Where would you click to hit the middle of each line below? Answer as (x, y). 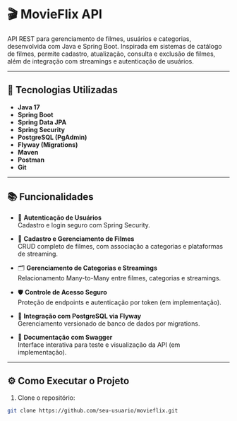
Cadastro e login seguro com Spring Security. (84, 225)
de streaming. (38, 254)
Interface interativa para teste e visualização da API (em (99, 345)
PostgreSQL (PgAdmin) (52, 137)
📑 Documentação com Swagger (65, 337)
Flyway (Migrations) (48, 144)
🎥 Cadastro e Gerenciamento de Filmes (76, 239)
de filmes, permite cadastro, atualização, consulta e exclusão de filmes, (111, 54)
